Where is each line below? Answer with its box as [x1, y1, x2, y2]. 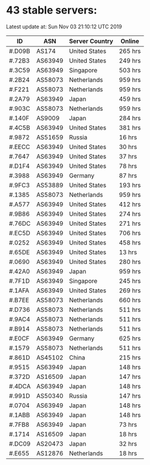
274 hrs [119, 210, 141, 218]
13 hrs [119, 248, 138, 256]
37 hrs [119, 152, 138, 160]
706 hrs [119, 229, 141, 237]
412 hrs [119, 200, 141, 208]
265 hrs [119, 47, 141, 55]
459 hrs [119, 95, 141, 103]
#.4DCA [9, 382, 31, 390]
